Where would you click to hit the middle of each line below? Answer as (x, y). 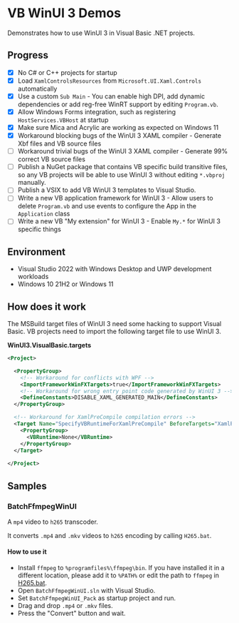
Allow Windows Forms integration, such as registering (97, 111)
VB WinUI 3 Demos (64, 13)
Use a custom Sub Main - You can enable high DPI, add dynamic (111, 96)
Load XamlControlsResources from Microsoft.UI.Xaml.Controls (109, 81)
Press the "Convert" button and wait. (71, 613)
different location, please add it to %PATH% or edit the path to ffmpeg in (118, 575)
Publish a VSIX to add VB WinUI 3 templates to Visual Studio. (107, 190)
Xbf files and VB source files (59, 143)
